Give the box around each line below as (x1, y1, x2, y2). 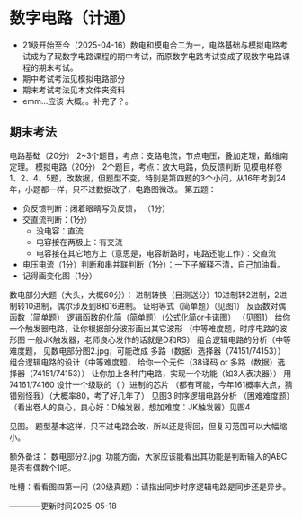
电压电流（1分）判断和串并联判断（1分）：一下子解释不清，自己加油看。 (22, 259, 286, 269)
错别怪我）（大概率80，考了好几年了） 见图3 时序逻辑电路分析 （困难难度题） (9, 390, 290, 400)
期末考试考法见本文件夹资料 (22, 84, 126, 95)
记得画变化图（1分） (22, 270, 97, 281)
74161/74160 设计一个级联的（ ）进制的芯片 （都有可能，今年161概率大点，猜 (9, 379, 293, 390)
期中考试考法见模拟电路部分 (22, 73, 126, 84)
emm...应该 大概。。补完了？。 (22, 95, 133, 106)
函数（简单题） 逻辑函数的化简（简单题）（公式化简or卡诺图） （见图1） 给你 (9, 312, 291, 322)
